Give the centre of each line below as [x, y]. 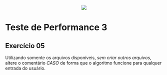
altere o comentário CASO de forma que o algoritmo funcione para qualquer [83, 63]
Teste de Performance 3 [56, 28]
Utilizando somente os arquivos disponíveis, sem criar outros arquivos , [78, 58]
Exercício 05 [25, 45]
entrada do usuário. [25, 68]
